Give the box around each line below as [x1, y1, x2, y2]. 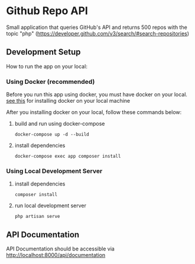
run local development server [14, 202, 87, 209]
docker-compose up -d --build [14, 132, 90, 138]
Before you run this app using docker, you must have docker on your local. [6, 91, 188, 98]
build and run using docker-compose [14, 120, 105, 128]
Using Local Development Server [6, 167, 103, 175]
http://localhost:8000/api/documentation [6, 252, 106, 259]
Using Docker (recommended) [6, 77, 95, 86]
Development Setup [6, 47, 81, 57]
